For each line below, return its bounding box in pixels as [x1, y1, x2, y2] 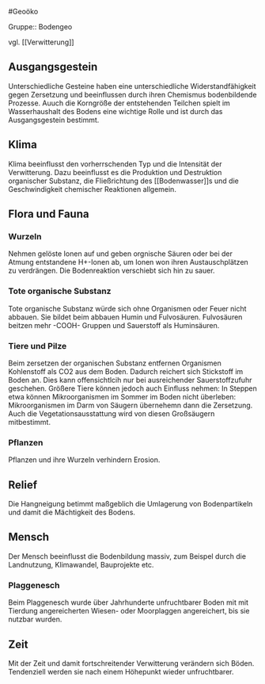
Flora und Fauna [8, 208, 89, 221]
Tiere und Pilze [8, 340, 67, 351]
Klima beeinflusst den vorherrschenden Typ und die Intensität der [8, 159, 223, 169]
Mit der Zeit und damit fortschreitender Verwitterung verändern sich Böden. [8, 658, 255, 668]
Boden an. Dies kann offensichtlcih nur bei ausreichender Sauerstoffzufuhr [8, 375, 252, 384]
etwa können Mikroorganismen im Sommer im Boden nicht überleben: [8, 392, 237, 401]
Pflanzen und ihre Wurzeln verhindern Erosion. [8, 455, 161, 464]
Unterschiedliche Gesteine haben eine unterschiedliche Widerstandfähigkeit [8, 81, 256, 90]
